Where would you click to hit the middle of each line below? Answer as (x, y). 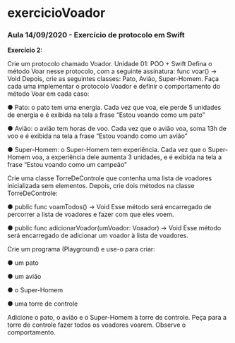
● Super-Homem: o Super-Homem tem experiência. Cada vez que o (107, 150)
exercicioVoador (56, 13)
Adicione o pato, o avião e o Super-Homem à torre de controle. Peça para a (117, 318)
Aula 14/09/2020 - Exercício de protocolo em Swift (96, 35)
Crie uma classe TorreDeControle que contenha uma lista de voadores (110, 178)
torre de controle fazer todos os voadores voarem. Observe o (97, 325)
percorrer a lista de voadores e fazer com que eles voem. (91, 214)
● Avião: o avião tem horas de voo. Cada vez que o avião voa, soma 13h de (117, 129)
